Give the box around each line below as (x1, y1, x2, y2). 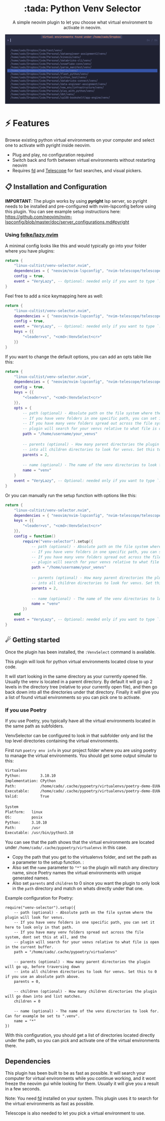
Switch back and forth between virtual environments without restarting (12, 157, 156, 163)
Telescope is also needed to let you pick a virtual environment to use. (5, 1110, 145, 1116)
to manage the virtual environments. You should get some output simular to (5, 753, 158, 759)
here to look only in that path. (5, 925, 74, 930)
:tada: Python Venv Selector (24, 3, 141, 14)
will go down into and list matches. (5, 994, 82, 999)
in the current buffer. (5, 945, 54, 950)
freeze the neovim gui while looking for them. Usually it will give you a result (5, 1081, 159, 1086)
